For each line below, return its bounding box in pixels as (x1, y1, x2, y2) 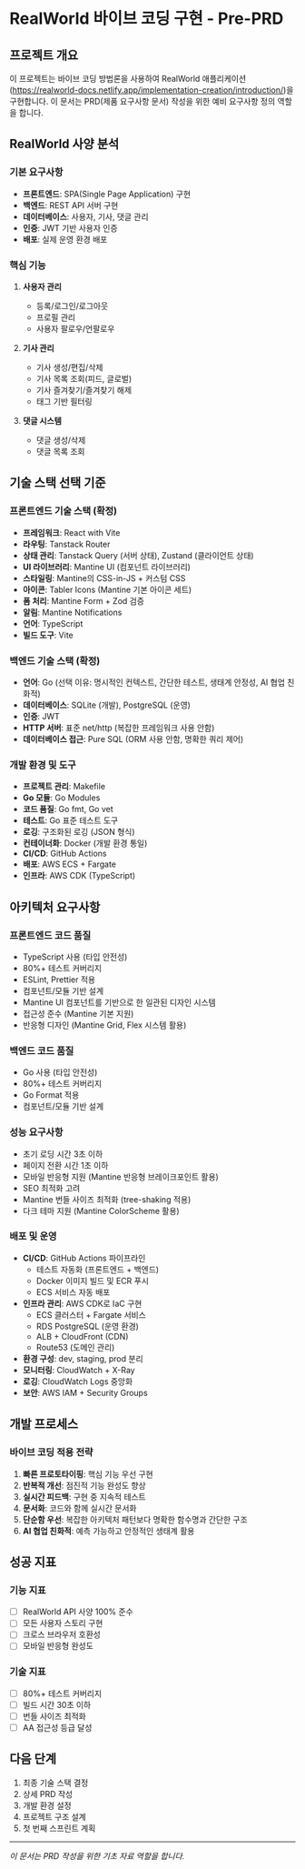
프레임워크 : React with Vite (22, 527, 121, 538)
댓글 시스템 (22, 415, 62, 426)
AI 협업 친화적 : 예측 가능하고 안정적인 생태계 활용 (22, 1525, 195, 1536)
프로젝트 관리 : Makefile (22, 781, 106, 792)
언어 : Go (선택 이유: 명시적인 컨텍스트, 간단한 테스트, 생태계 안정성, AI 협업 (22, 677, 286, 688)
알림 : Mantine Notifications (22, 607, 123, 618)
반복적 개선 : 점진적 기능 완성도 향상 (22, 1480, 147, 1491)
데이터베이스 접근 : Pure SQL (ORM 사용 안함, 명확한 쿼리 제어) (22, 733, 243, 744)
